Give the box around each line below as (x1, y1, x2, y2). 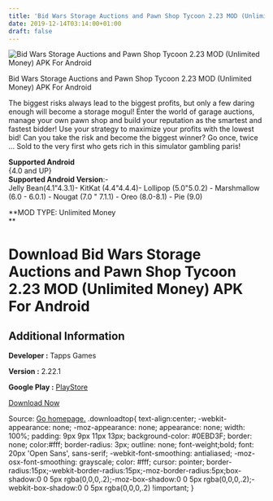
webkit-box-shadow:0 (8, 483, 83, 493)
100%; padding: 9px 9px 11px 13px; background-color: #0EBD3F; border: (8, 431, 253, 441)
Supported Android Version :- (8, 174, 109, 184)
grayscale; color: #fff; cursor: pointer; (79, 457, 205, 467)
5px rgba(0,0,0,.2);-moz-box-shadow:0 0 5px (50, 474, 202, 485)
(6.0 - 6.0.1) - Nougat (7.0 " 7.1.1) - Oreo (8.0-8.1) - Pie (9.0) (8, 192, 203, 202)
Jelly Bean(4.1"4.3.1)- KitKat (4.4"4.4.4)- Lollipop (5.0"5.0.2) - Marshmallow (8, 183, 260, 193)
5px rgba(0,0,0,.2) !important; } (90, 483, 194, 493)
